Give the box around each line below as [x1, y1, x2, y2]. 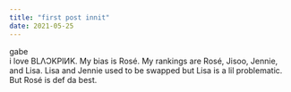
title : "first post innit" [9, 13, 110, 22]
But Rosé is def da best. [9, 74, 98, 85]
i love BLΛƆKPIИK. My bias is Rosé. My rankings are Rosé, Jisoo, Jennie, [9, 55, 278, 66]
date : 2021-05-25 [9, 21, 74, 30]
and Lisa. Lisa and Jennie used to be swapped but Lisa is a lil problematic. [9, 64, 283, 76]
